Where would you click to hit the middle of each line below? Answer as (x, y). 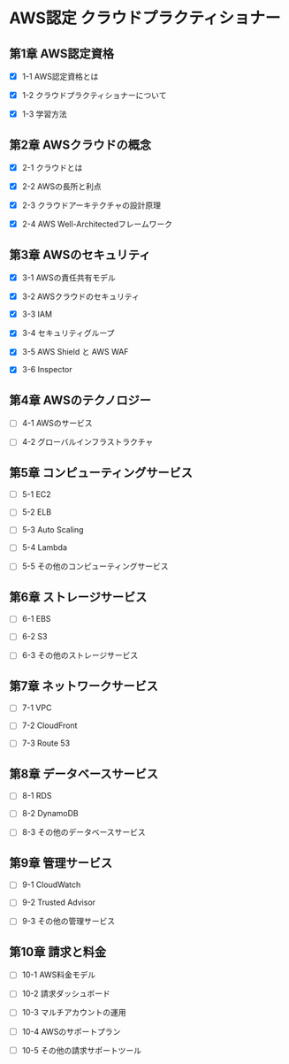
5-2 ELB (37, 512)
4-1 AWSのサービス (57, 423)
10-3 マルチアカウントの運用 (74, 1013)
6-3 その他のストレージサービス (80, 655)
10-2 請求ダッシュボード (66, 994)
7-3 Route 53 (46, 743)
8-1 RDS (37, 796)
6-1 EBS (36, 619)
